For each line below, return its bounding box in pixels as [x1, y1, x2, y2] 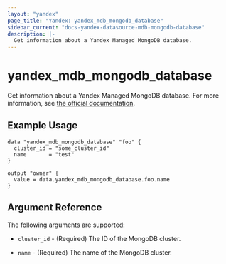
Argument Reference [7, 201, 102, 214]
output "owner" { [7, 169, 59, 177]
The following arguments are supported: [7, 220, 126, 229]
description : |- [7, 30, 55, 38]
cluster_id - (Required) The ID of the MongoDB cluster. [17, 234, 181, 243]
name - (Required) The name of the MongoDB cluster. [17, 248, 172, 257]
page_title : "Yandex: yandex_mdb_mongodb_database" [7, 17, 163, 24]
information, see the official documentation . [7, 99, 135, 108]
